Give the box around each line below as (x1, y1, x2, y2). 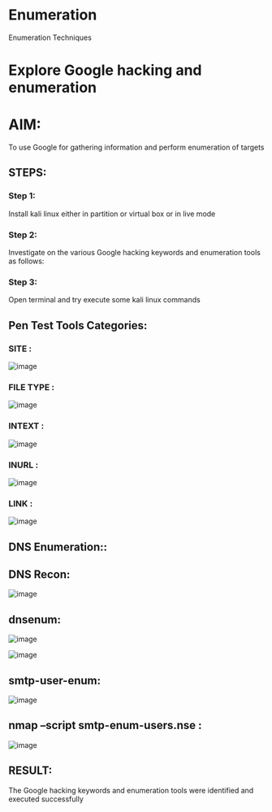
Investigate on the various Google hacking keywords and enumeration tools (8, 248, 261, 258)
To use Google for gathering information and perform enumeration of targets (8, 142, 266, 152)
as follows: (8, 256, 45, 266)
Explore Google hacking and (8, 61, 202, 80)
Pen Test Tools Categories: (8, 319, 148, 332)
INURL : (8, 459, 39, 471)
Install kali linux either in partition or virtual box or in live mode (8, 209, 216, 219)
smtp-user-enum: (8, 673, 101, 688)
